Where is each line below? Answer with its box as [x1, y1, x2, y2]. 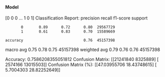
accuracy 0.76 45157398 [5, 38, 115, 43]
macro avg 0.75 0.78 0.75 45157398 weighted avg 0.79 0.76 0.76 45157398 [5, 46, 160, 52]
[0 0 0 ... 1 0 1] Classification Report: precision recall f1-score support [5, 15, 148, 21]
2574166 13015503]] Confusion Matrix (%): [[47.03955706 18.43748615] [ [5, 61, 157, 67]
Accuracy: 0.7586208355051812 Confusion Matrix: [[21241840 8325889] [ [5, 56, 159, 62]
